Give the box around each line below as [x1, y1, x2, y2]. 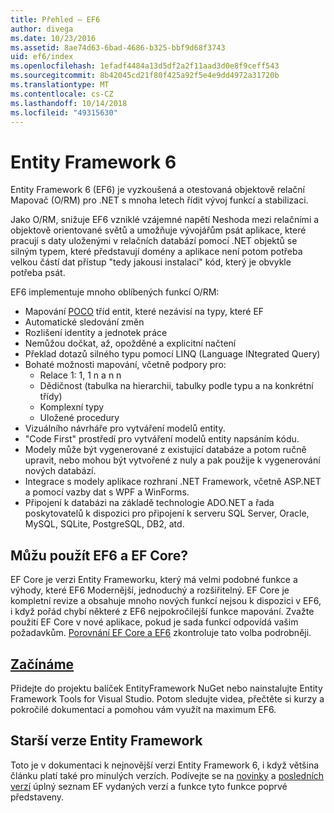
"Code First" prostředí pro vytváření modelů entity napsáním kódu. [24, 433, 300, 445]
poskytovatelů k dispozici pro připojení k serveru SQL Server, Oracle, [24, 507, 310, 520]
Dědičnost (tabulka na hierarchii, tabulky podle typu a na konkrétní [39, 380, 314, 392]
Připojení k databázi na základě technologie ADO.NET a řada [24, 497, 275, 509]
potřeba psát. [10, 267, 66, 279]
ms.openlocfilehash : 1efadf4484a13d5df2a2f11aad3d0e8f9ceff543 [10, 61, 280, 71]
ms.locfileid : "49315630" [10, 107, 118, 118]
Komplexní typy [39, 401, 105, 413]
